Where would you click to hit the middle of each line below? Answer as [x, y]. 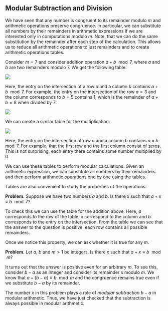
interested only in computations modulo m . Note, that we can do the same [81, 36]
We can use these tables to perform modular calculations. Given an [75, 166]
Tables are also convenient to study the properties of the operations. [76, 186]
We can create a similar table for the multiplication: [58, 121]
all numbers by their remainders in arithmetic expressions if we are [74, 31]
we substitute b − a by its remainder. [43, 283]
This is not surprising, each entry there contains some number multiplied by [83, 151]
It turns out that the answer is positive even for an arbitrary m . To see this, [81, 267]
